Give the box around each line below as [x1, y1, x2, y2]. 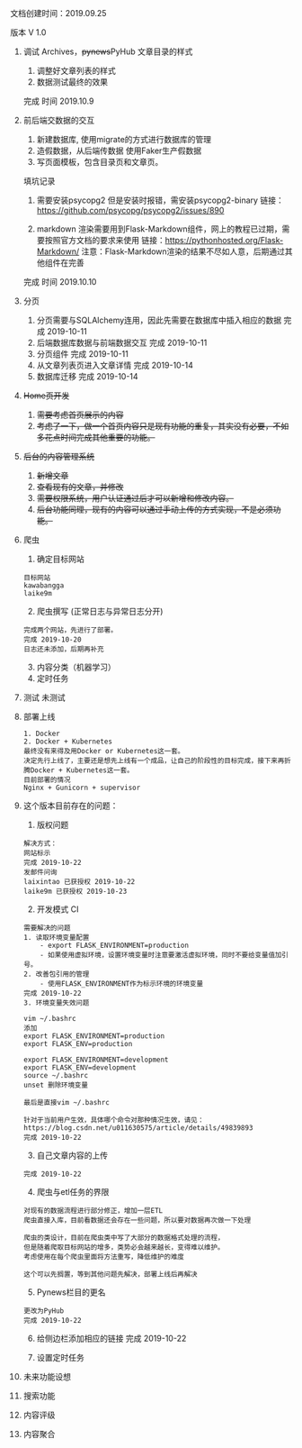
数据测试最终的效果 [36, 77, 109, 87]
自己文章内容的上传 [36, 1150, 109, 1161]
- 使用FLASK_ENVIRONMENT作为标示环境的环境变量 [40, 979, 204, 988]
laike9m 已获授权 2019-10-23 [22, 887, 128, 896]
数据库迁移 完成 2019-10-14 [36, 371, 138, 381]
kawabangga [22, 581, 65, 590]
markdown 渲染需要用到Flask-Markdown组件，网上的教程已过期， [36, 223, 282, 234]
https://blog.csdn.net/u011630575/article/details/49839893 [22, 1124, 253, 1133]
